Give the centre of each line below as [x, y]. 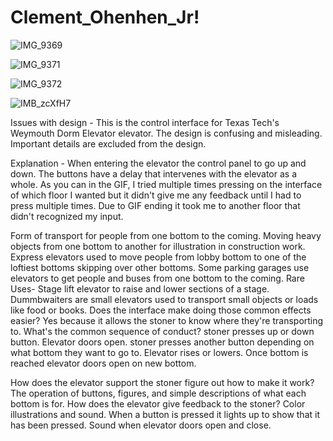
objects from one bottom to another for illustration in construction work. [158, 246]
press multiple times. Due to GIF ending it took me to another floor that [155, 205]
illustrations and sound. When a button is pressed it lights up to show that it [165, 414]
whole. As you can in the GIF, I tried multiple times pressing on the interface [166, 184]
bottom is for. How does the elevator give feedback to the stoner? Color [158, 403]
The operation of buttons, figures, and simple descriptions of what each [158, 393]
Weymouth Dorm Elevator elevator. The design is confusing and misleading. [166, 133]
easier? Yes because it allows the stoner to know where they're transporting [167, 320]
